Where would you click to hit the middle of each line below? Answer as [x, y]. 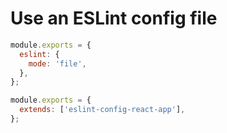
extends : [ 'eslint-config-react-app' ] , [102, 110]
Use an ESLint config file [114, 18]
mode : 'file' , [57, 63]
